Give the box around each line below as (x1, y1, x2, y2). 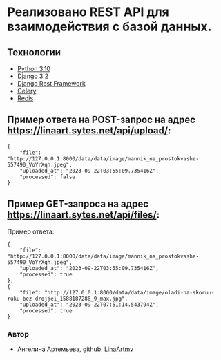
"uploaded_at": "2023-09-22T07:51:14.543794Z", (19, 301, 159, 308)
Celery (17, 87, 37, 95)
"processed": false (19, 173, 76, 180)
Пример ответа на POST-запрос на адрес (7, 114, 195, 126)
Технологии (7, 46, 61, 58)
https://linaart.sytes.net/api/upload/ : (7, 125, 171, 137)
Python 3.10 (17, 65, 50, 73)
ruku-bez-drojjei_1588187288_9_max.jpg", (7, 295, 128, 302)
